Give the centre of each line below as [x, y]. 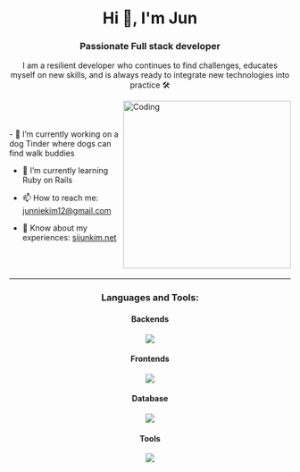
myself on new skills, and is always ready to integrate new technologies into [150, 75]
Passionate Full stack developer [150, 46]
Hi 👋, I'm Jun [150, 18]
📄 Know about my [54, 228]
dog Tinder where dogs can [60, 144]
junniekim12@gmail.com [67, 211]
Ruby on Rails [47, 180]
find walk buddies [42, 153]
